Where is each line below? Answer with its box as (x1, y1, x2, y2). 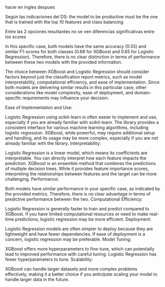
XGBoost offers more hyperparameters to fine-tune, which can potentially (5, 246, 155, 251)
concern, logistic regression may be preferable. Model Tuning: (5, 237, 132, 242)
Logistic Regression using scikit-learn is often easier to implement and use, (5, 114, 158, 120)
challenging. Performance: (5, 176, 59, 182)
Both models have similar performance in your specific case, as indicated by (5, 186, 161, 192)
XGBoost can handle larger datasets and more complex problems (5, 266, 137, 272)
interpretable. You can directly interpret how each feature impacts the (5, 155, 147, 161)
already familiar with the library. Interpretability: (5, 140, 101, 146)
